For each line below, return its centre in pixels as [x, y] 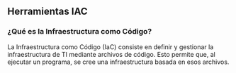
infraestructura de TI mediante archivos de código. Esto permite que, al [112, 54]
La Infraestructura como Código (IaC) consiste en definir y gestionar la [111, 47]
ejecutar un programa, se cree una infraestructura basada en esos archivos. [118, 62]
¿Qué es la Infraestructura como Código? [80, 32]
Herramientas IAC [47, 12]
